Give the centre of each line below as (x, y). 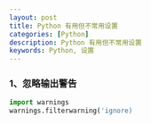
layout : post (33, 17)
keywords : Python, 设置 (52, 51)
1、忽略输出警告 (43, 84)
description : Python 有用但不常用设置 (75, 42)
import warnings (39, 103)
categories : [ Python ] (49, 34)
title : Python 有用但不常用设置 (64, 26)
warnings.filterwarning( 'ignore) (71, 111)
